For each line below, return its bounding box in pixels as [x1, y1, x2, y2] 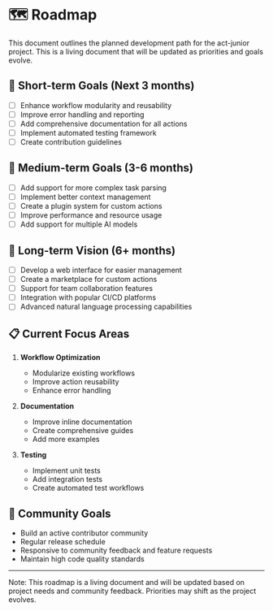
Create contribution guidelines [19, 137, 122, 146]
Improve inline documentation [32, 417, 132, 427]
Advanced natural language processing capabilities [19, 301, 193, 312]
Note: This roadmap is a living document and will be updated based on [8, 577, 245, 587]
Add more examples [32, 435, 100, 444]
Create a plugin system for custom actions [19, 201, 162, 210]
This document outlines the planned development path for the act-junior [8, 37, 250, 48]
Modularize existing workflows [32, 368, 136, 378]
